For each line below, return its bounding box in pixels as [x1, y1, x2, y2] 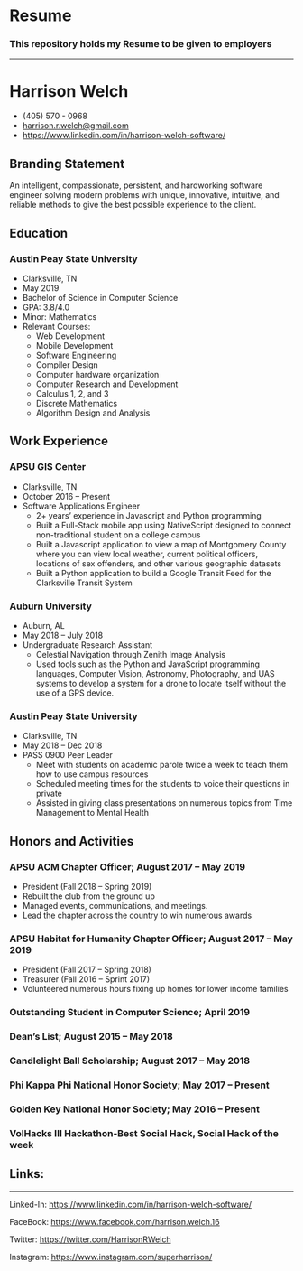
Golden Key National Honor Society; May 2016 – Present [9, 1103, 260, 1116]
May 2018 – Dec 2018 [22, 740, 103, 751]
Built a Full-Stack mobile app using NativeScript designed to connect [35, 519, 292, 530]
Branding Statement [9, 155, 124, 172]
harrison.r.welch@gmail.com [22, 120, 129, 131]
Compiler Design [35, 359, 99, 370]
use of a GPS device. [35, 687, 115, 698]
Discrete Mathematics [35, 397, 118, 408]
